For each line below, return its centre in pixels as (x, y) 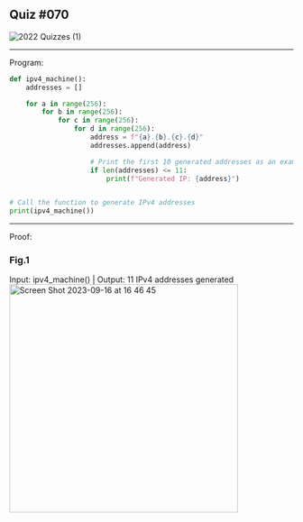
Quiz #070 (39, 15)
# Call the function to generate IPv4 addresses (102, 203)
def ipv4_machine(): (48, 79)
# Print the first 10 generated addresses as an (183, 161)
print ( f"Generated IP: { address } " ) (173, 179)
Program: (27, 62)
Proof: (21, 237)
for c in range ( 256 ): (98, 121)
